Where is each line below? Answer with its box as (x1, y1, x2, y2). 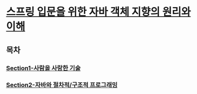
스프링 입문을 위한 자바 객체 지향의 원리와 (6, 5, 191, 19)
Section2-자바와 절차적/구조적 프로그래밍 (6, 81, 118, 89)
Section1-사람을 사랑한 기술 (6, 64, 81, 72)
